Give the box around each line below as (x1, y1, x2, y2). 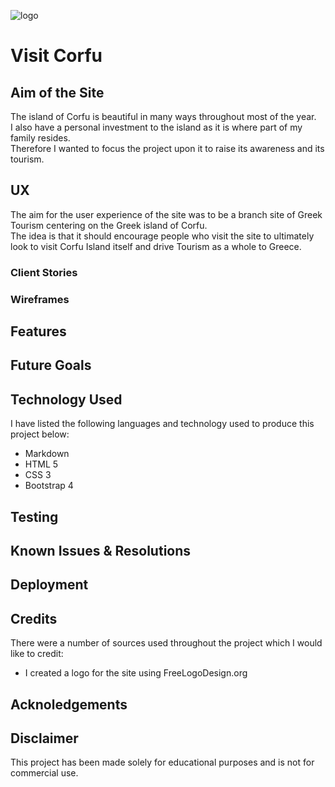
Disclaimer (10, 730, 79, 747)
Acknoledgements (10, 696, 128, 713)
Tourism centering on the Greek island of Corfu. (10, 219, 208, 231)
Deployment (10, 576, 89, 594)
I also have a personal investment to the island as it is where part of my (10, 121, 303, 133)
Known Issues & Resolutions (10, 543, 192, 560)
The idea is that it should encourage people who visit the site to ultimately (10, 230, 315, 242)
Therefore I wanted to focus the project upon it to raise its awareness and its (10, 143, 325, 154)
